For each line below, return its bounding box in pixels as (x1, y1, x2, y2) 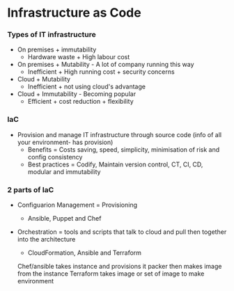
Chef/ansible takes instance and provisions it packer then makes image (17, 262, 222, 271)
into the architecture (17, 235, 76, 244)
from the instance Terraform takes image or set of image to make (17, 269, 205, 278)
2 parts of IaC (7, 184, 54, 194)
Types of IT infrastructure (7, 30, 96, 40)
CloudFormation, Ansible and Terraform (27, 249, 141, 257)
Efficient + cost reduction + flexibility (27, 97, 134, 106)
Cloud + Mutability (17, 75, 71, 84)
